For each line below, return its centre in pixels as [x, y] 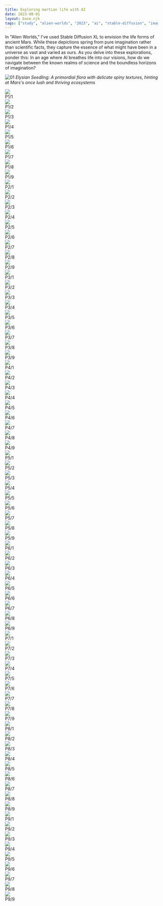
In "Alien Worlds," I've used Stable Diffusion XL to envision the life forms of [80, 37]
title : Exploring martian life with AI [45, 9]
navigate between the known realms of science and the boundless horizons [81, 63]
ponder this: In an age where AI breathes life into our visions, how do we [77, 58]
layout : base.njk [23, 18]
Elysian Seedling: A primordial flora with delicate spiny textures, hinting [87, 77]
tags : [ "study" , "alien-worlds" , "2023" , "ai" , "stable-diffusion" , [76, 23]
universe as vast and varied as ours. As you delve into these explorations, [79, 53]
